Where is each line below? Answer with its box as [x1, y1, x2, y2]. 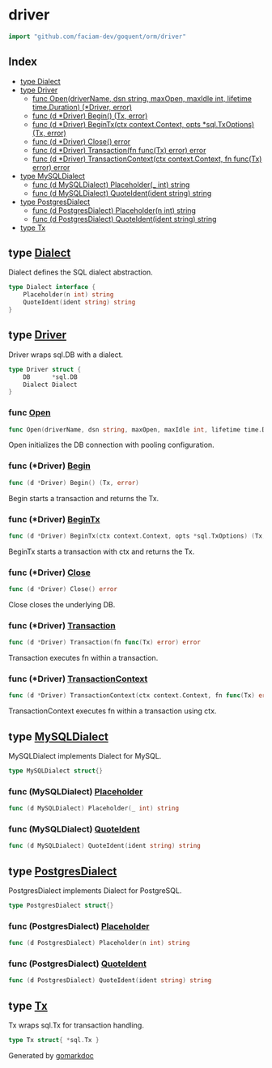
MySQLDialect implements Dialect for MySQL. [8, 751, 162, 761]
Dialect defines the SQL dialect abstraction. [8, 267, 154, 277]
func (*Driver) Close [8, 567, 91, 578]
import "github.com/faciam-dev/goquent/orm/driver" [8, 32, 186, 40]
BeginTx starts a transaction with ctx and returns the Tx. [8, 547, 195, 556]
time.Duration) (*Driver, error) [32, 102, 132, 112]
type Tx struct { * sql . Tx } [8, 1036, 100, 1045]
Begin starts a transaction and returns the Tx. [8, 493, 159, 503]
